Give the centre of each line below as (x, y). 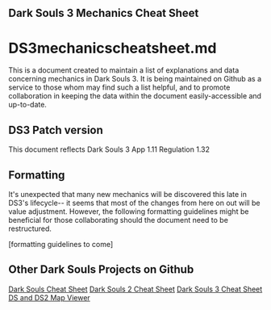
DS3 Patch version (56, 130)
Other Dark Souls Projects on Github (101, 270)
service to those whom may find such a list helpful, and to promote (119, 87)
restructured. (30, 228)
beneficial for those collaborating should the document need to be (118, 220)
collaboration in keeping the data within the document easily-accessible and (135, 96)
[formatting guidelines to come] (61, 244)
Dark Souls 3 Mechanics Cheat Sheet (104, 13)
